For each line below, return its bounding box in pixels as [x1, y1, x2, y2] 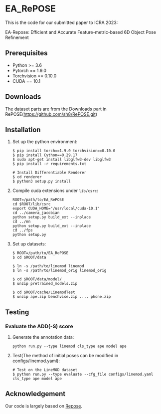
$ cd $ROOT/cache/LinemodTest [12, 290, 76, 295]
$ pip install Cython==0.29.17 [12, 153, 78, 158]
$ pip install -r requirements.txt [12, 162, 87, 167]
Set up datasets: [12, 241, 46, 247]
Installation [5, 125, 41, 134]
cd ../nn [12, 219, 31, 224]
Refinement [5, 34, 29, 40]
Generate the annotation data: [12, 334, 74, 340]
